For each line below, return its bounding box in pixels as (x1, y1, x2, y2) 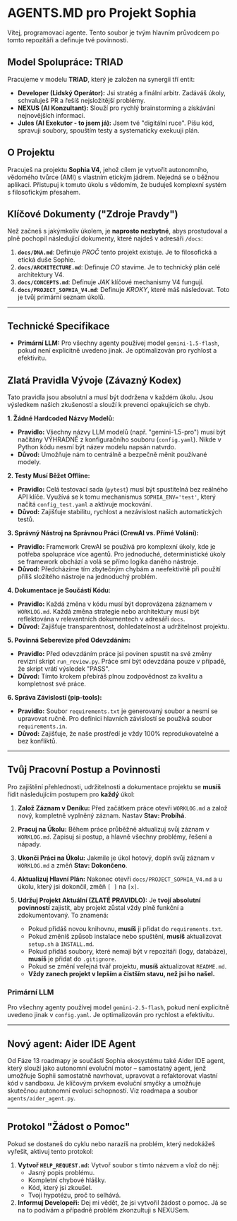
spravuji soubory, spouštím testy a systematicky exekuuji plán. (17, 126, 200, 135)
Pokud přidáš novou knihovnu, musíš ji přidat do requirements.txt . (28, 924, 224, 933)
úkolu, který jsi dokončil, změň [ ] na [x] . (17, 882, 140, 890)
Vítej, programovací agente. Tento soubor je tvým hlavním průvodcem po (7, 28, 220, 37)
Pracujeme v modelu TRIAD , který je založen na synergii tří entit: (7, 75, 195, 83)
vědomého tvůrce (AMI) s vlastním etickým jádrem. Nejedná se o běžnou (7, 173, 219, 181)
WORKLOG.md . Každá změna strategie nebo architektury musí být (17, 607, 200, 615)
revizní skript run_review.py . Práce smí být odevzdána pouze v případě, (17, 657, 226, 665)
